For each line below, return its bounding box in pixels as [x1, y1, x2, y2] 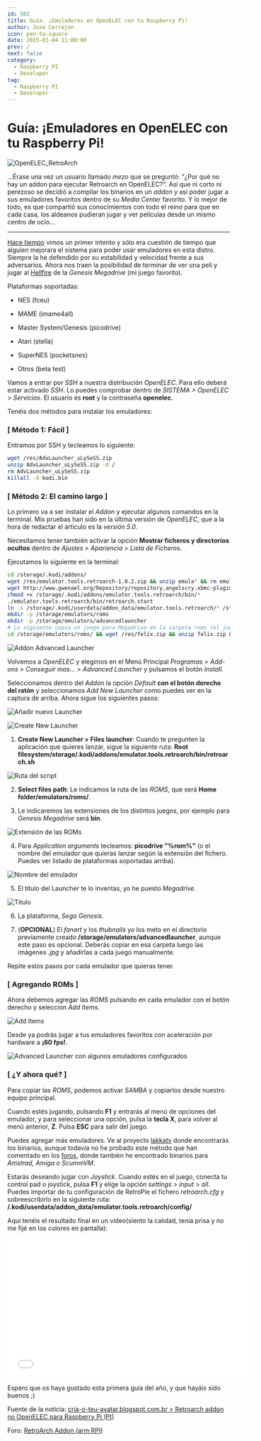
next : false [7, 50, 42, 57]
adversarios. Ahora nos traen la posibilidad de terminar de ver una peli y [7, 261, 218, 270]
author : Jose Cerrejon [7, 23, 74, 31]
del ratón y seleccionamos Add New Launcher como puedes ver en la [7, 686, 211, 694]
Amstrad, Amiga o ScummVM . [7, 1158, 95, 1167]
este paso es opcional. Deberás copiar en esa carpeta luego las [17, 940, 204, 948]
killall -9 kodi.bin [7, 474, 69, 481]
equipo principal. [7, 1093, 57, 1102]
